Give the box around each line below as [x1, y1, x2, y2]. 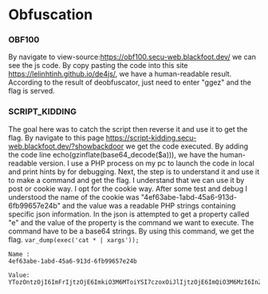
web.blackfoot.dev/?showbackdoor [8, 141, 124, 151]
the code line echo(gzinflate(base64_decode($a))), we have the [8, 149, 219, 159]
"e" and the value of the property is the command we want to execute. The [8, 217, 254, 227]
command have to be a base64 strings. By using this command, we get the [8, 226, 254, 236]
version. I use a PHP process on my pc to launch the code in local [38, 158, 255, 168]
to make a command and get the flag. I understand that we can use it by [8, 175, 245, 185]
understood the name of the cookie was [8, 192, 140, 201]
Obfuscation [8, 6, 93, 24]
